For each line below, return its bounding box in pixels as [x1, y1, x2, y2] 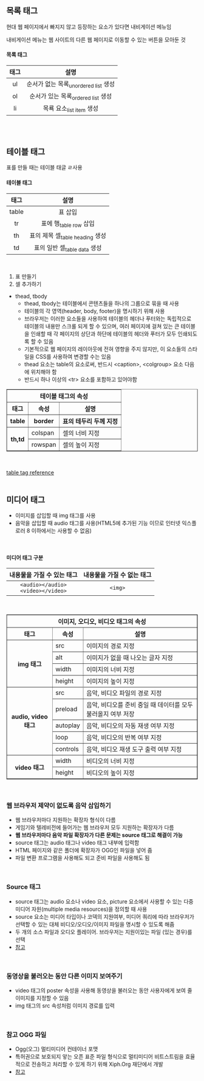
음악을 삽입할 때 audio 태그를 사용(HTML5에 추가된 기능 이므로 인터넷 [15, 519, 181, 527]
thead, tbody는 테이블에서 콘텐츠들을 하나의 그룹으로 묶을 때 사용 [24, 300, 180, 307]
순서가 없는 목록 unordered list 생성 [26, 80, 115, 89]
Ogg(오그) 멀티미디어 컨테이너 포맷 [15, 1045, 98, 1053]
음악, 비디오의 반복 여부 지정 [86, 733, 162, 742]
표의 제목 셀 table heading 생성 [29, 231, 106, 241]
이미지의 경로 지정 [86, 642, 135, 651]
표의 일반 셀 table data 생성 [33, 243, 102, 254]
